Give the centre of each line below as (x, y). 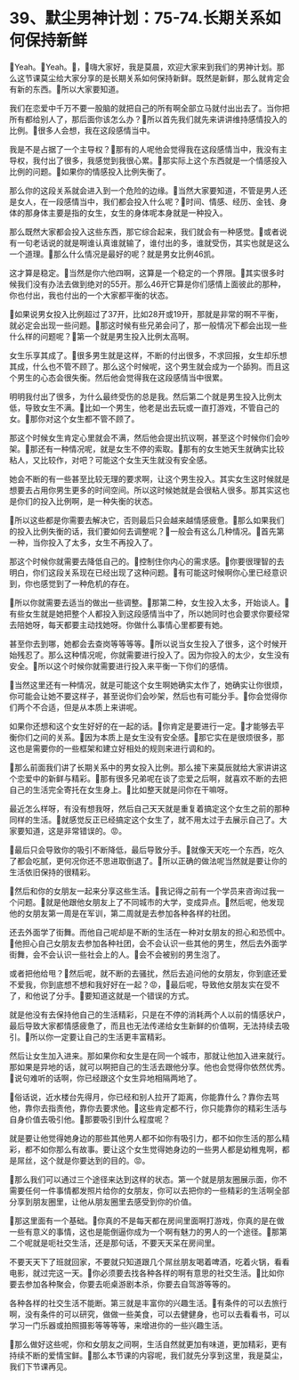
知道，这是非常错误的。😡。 (76, 830)
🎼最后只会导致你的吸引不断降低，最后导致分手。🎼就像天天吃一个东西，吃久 (147, 849)
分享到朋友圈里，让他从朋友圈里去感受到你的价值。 (103, 1201)
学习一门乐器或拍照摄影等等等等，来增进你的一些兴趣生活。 (118, 1325)
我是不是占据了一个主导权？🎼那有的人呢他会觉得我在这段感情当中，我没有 (145, 149)
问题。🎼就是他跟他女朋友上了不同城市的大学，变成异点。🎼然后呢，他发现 (150, 902)
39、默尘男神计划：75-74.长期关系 (137, 18)
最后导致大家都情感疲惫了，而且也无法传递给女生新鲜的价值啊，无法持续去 (145, 1025)
